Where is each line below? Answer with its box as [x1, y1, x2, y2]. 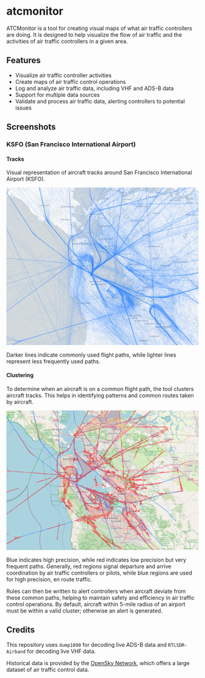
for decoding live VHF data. [27, 647, 96, 655]
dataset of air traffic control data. [6, 666, 90, 673]
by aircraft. [6, 398, 34, 405]
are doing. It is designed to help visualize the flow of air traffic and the [6, 31, 182, 38]
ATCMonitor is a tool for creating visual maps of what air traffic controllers [6, 24, 192, 32]
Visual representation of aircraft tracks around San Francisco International [6, 169, 192, 176]
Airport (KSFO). [6, 176, 46, 183]
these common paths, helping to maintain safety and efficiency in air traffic [6, 594, 195, 601]
